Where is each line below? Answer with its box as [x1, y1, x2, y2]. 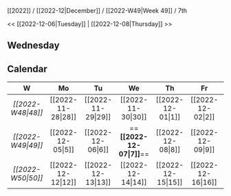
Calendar [7, 63, 47, 75]
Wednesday [7, 40, 60, 52]
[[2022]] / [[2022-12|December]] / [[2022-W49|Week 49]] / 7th [7, 7, 188, 14]
